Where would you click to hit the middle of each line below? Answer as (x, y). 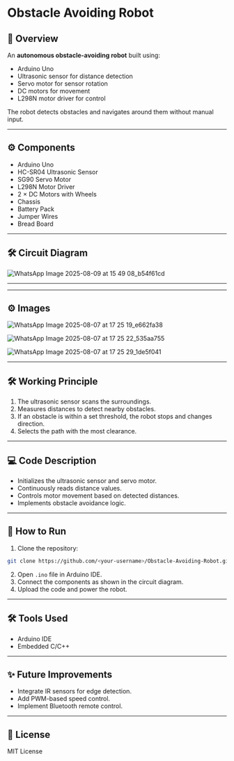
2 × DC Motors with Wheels (57, 194)
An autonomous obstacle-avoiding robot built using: (84, 55)
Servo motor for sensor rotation (62, 84)
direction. (31, 424)
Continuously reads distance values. (69, 489)
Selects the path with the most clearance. (77, 431)
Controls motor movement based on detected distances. (98, 495)
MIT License (25, 751)
